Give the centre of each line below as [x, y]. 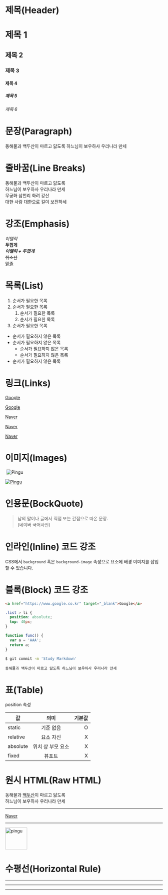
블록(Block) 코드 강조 [47, 590]
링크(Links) [28, 383]
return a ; [20, 645]
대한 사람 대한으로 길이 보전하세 [36, 202]
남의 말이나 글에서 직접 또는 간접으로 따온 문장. [63, 518]
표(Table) [24, 690]
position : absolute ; [31, 617]
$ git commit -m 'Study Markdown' [41, 658]
